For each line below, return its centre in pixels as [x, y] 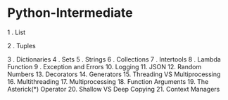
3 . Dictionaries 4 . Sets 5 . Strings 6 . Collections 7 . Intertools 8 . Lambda [114, 59]
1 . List [17, 32]
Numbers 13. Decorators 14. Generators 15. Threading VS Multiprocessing [114, 74]
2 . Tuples [22, 45]
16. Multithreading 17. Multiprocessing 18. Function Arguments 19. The [108, 81]
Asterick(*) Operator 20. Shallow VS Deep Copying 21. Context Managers [114, 89]
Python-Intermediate [70, 13]
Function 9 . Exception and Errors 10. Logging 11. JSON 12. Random [104, 66]
